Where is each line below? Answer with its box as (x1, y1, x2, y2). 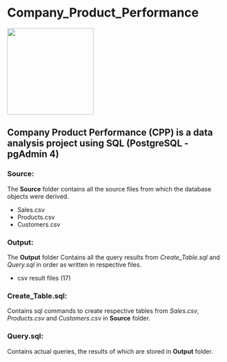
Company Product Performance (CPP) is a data (7, 126, 213, 139)
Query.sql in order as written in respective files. (7, 260, 142, 269)
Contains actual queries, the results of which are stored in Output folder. (7, 347, 214, 355)
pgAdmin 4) (7, 149, 59, 160)
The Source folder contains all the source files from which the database (7, 184, 212, 193)
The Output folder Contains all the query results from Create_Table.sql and (7, 253, 221, 261)
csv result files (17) (17, 274, 71, 282)
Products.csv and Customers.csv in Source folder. (7, 314, 150, 323)
